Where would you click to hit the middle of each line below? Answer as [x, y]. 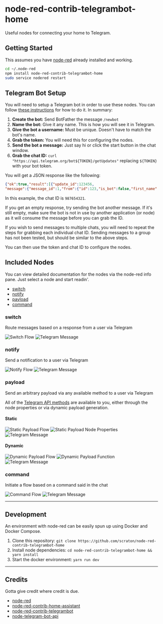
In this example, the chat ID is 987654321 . [45, 198]
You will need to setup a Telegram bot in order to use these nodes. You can [80, 105]
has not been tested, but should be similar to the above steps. [67, 238]
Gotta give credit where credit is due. [42, 591]
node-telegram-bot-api [35, 616]
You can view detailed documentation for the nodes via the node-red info [78, 274]
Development [26, 514]
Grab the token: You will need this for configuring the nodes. [73, 140]
